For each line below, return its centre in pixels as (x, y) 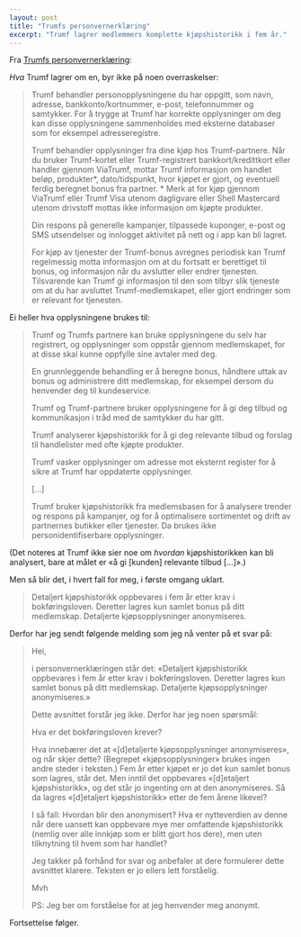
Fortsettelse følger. (44, 923)
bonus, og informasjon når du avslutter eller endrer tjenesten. (145, 272)
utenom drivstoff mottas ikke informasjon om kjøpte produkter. (147, 208)
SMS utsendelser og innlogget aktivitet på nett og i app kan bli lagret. (159, 235)
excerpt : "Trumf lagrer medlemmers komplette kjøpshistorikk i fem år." (148, 34)
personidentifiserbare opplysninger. (97, 536)
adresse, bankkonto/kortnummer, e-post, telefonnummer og (142, 104)
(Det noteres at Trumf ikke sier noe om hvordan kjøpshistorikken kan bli (142, 553)
